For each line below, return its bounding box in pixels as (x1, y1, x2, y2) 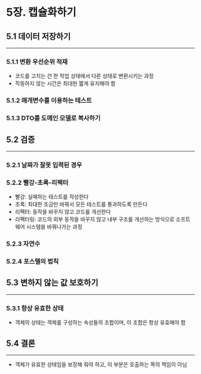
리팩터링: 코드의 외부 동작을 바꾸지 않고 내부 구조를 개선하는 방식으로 (14, 216, 175, 223)
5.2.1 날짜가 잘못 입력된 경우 (6, 160, 83, 169)
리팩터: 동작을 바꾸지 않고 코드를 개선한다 (14, 208, 111, 216)
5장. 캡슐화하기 (6, 5, 77, 19)
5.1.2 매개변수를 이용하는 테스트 (6, 97, 92, 105)
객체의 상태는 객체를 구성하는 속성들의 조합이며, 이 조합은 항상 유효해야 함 (14, 319, 186, 326)
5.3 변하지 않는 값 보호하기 (6, 277, 99, 288)
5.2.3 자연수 (6, 240, 41, 248)
